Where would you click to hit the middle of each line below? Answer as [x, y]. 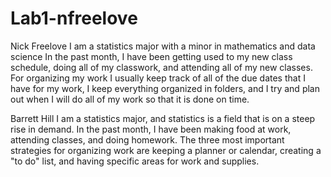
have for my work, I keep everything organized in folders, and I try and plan [165, 88]
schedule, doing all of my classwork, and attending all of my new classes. [161, 67]
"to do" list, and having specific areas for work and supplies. [135, 161]
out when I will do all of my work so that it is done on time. [130, 99]
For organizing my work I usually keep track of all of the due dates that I [158, 78]
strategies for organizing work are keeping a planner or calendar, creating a [166, 150]
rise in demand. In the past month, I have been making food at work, [151, 129]
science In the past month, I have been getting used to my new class [151, 56]
